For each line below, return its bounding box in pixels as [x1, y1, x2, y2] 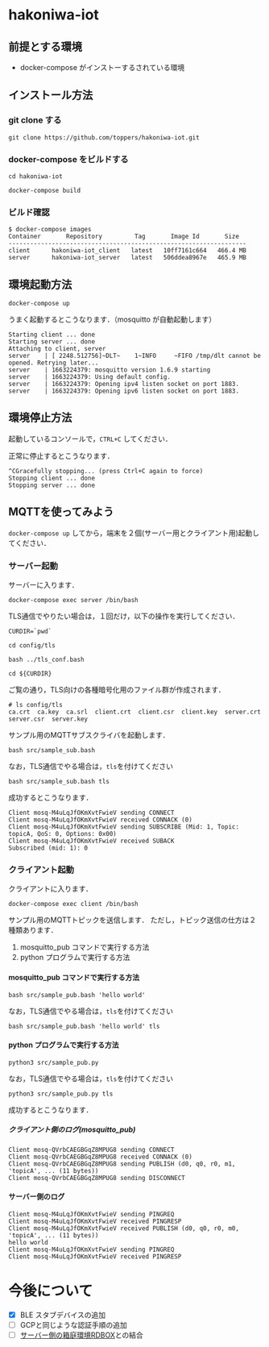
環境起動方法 [8, 277, 72, 291]
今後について [8, 1282, 93, 1300]
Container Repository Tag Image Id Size [8, 232, 240, 241]
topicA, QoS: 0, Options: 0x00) [8, 830, 117, 838]
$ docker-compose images [8, 226, 92, 234]
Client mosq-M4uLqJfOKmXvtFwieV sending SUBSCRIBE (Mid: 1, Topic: [8, 823, 240, 831]
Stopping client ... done [8, 474, 95, 482]
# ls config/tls [8, 701, 63, 709]
